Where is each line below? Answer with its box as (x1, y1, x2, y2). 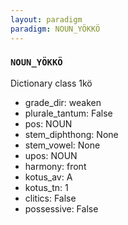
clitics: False (24, 192, 77, 204)
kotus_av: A (24, 171, 73, 183)
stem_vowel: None (24, 139, 101, 151)
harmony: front (24, 160, 87, 172)
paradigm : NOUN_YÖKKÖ (10, 24, 101, 34)
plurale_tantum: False (24, 107, 113, 119)
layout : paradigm (10, 14, 83, 25)
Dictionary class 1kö (10, 77, 93, 89)
